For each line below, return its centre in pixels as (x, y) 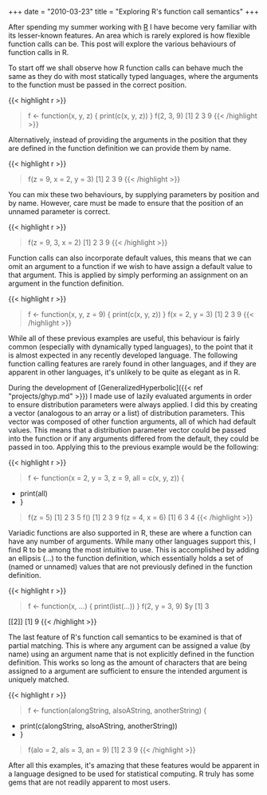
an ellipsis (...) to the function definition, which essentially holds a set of (126, 558)
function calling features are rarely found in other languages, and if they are (132, 364)
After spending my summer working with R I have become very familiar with (133, 27)
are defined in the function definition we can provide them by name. (120, 148)
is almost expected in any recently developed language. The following (123, 355)
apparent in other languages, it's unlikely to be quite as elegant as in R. (124, 372)
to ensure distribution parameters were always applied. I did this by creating (133, 405)
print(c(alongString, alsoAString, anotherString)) (98, 726)
